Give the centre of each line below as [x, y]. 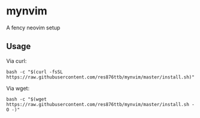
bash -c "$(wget [26, 99]
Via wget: [18, 88]
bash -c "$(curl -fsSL [35, 72]
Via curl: [17, 60]
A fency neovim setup [33, 28]
